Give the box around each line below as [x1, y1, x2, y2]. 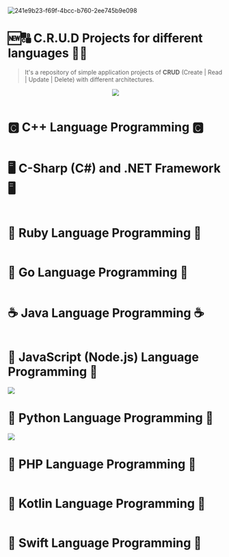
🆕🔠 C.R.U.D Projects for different [8, 31, 204, 46]
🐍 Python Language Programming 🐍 [8, 410, 214, 425]
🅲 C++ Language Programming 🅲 [8, 120, 204, 135]
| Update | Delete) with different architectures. [24, 75, 154, 84]
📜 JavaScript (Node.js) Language [8, 349, 199, 364]
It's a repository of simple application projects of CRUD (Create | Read [24, 68, 223, 76]
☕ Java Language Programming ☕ [8, 305, 204, 321]
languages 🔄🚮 [8, 45, 88, 61]
